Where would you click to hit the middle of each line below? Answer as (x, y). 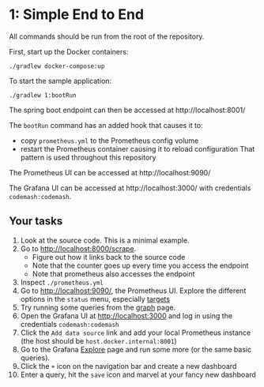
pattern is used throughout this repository (88, 157)
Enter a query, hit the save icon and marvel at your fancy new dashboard (138, 374)
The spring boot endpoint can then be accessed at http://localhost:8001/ (127, 110)
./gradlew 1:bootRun (43, 95)
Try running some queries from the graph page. (98, 307)
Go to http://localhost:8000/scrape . (78, 248)
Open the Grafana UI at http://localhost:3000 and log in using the (126, 316)
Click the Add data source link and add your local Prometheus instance (136, 333)
